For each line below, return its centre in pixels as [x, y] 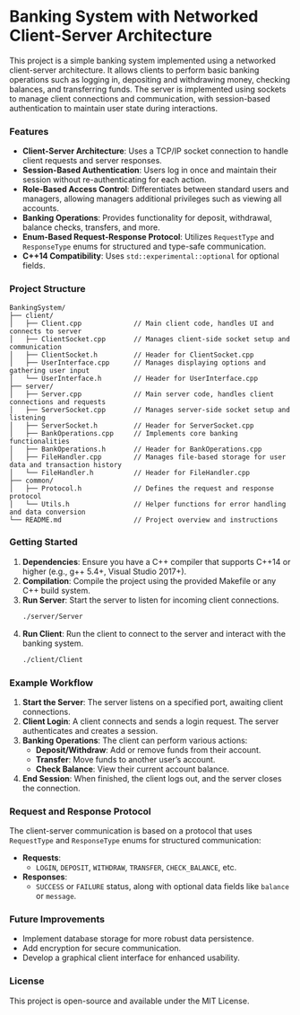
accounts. [41, 208]
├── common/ [31, 481]
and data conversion [48, 512]
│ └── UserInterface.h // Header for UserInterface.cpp [133, 378]
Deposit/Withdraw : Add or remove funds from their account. [148, 750]
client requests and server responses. [92, 161]
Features [29, 131]
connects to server [46, 331]
